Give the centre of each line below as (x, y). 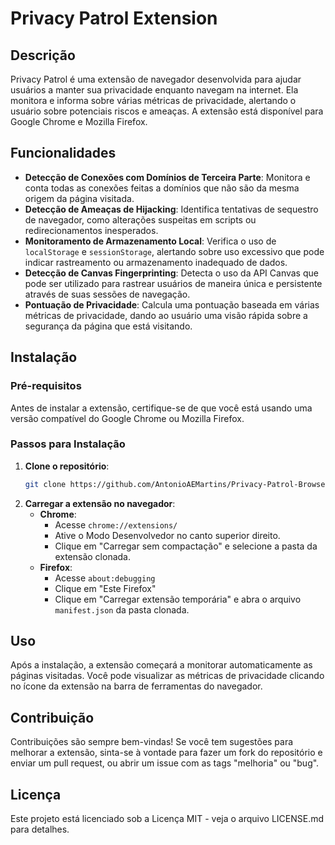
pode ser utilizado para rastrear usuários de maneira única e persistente (173, 283)
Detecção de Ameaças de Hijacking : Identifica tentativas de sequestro (171, 209)
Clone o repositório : (67, 466)
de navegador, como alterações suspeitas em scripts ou (140, 219)
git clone (45, 484)
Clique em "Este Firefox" (105, 588)
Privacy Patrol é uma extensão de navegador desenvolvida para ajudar (156, 79)
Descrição (43, 55)
